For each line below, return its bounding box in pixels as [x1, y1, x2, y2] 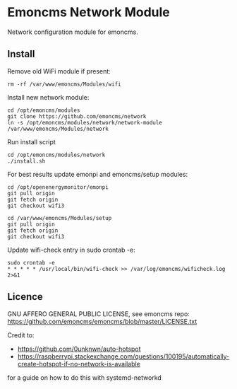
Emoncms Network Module [7, 4, 171, 21]
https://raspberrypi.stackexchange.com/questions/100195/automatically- [17, 352, 230, 361]
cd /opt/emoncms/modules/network [7, 151, 106, 158]
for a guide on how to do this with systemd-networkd [7, 373, 162, 382]
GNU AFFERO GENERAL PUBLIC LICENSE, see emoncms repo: [7, 309, 190, 318]
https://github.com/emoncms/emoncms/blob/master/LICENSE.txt [7, 317, 197, 325]
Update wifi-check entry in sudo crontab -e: [7, 245, 135, 254]
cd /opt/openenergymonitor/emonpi [7, 183, 109, 191]
